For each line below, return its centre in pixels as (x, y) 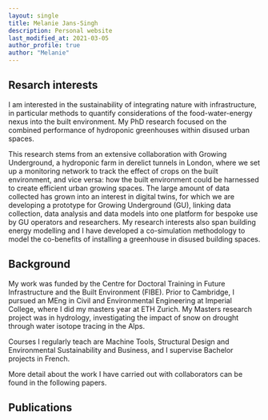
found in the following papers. (58, 382)
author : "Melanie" (39, 53)
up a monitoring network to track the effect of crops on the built (113, 171)
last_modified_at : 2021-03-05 (59, 38)
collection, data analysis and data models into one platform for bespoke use (133, 214)
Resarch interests (53, 85)
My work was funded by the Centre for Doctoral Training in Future (117, 283)
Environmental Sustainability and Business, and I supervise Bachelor (121, 350)
